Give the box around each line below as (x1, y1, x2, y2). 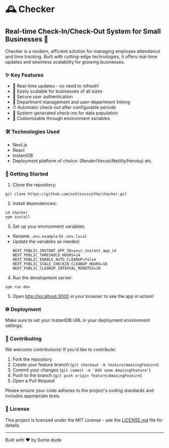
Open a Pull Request (12, 378, 55, 384)
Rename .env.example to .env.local (12, 233, 87, 239)
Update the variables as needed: (12, 238, 80, 244)
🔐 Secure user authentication (12, 94, 73, 100)
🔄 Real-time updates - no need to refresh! (12, 83, 99, 89)
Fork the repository (12, 356, 53, 362)
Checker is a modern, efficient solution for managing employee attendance (5, 48, 160, 54)
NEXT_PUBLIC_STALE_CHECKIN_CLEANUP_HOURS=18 (12, 261, 108, 267)
